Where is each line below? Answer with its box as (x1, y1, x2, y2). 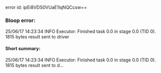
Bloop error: (5, 17, 36, 24)
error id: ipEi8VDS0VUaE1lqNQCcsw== (5, 5, 87, 10)
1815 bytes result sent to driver (5, 34, 70, 40)
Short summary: (5, 45, 41, 51)
